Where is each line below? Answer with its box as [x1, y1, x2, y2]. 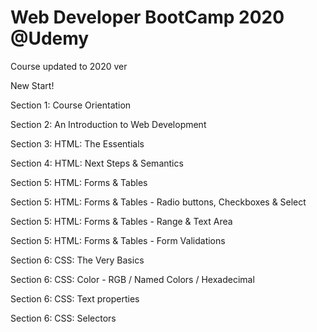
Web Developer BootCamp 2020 [10, 6, 285, 29]
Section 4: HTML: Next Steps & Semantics [10, 157, 184, 169]
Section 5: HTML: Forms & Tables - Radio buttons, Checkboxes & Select [10, 196, 307, 208]
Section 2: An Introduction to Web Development [10, 118, 207, 130]
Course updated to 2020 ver [10, 60, 128, 72]
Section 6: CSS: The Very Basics [10, 254, 145, 266]
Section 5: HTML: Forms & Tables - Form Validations [10, 234, 226, 246]
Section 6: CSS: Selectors [10, 312, 117, 324]
